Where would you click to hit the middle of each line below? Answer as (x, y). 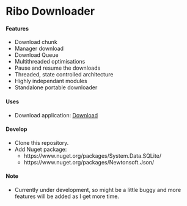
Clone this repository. (42, 142)
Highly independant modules (51, 81)
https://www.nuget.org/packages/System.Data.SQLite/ (93, 156)
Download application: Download (56, 115)
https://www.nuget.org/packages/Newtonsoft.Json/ (89, 162)
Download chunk (36, 42)
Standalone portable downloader (56, 87)
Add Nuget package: (41, 149)
